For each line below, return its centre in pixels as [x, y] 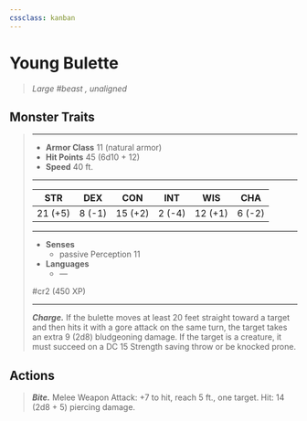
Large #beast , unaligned [79, 89]
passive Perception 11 [100, 254]
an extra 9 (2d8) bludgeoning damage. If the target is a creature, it [156, 337]
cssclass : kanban [42, 18]
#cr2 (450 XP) [59, 291]
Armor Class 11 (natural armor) [104, 148]
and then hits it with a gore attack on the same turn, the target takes [159, 327]
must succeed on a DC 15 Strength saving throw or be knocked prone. [164, 347]
